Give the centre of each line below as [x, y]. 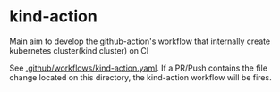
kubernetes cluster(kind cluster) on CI [79, 50]
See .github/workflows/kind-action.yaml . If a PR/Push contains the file [139, 68]
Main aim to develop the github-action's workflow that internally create [140, 41]
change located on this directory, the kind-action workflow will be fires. [140, 77]
